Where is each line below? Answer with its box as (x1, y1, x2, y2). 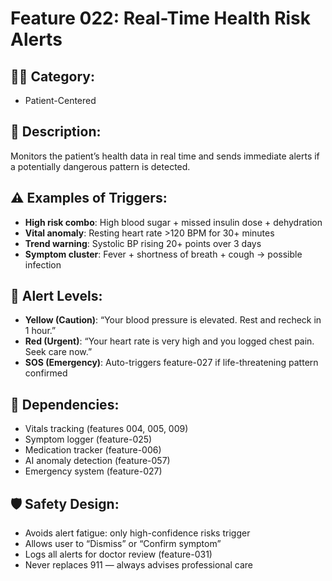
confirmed (24, 367, 68, 379)
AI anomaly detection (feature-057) (24, 455, 171, 467)
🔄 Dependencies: (10, 396, 120, 413)
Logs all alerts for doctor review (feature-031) (24, 548, 213, 561)
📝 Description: (10, 123, 102, 141)
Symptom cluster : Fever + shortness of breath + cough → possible (24, 248, 303, 260)
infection (24, 258, 62, 271)
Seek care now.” (24, 346, 93, 358)
